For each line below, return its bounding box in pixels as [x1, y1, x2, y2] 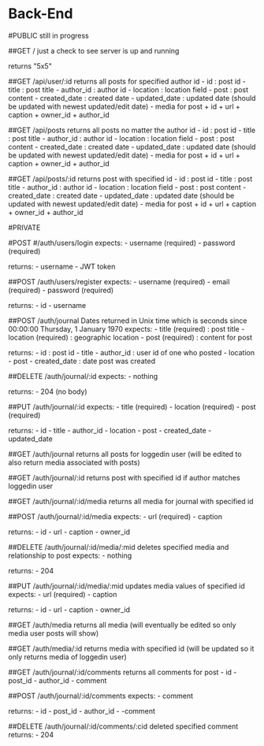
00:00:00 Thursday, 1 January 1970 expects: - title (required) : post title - [8, 324, 245, 333]
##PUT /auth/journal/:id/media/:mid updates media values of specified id [8, 581, 246, 591]
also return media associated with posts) [8, 458, 140, 467]
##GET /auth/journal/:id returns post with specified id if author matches [8, 473, 240, 482]
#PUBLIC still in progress [8, 31, 89, 40]
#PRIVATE [8, 222, 41, 232]
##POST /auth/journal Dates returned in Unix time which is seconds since [8, 316, 247, 325]
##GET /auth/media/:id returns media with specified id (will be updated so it [8, 644, 255, 653]
